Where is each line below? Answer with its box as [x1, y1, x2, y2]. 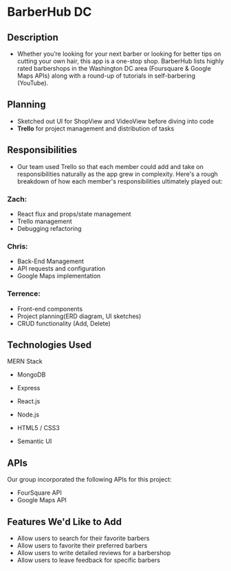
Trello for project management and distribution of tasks [16, 124, 175, 133]
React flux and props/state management [16, 210, 132, 218]
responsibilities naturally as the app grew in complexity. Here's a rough [16, 170, 219, 178]
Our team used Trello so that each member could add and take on [16, 162, 204, 170]
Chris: [7, 241, 29, 251]
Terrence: [7, 289, 41, 299]
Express [16, 384, 41, 392]
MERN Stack [7, 357, 43, 366]
